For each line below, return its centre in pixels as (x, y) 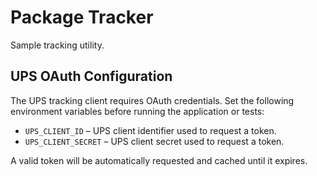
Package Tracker (82, 17)
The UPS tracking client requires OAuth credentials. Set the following (152, 100)
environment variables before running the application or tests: (137, 111)
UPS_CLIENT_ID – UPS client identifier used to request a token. (150, 130)
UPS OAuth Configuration (91, 76)
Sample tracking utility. (57, 45)
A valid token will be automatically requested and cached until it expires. (159, 160)
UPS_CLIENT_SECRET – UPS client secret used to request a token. (154, 141)
